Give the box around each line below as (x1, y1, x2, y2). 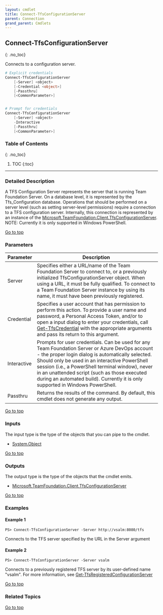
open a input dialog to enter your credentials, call (36, 319, 148, 326)
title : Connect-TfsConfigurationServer (5, 12, 86, 17)
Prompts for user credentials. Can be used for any (36, 339, 150, 346)
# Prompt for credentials (5, 106, 57, 111)
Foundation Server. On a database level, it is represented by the (5, 194, 132, 200)
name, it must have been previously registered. (36, 293, 144, 300)
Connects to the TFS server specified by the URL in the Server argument (5, 536, 150, 542)
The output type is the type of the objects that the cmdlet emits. (5, 474, 133, 480)
